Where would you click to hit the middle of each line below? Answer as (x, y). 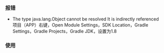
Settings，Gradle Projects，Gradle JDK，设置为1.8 (64, 31)
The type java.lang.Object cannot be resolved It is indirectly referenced (85, 19)
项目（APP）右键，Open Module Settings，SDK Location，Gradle (80, 25)
